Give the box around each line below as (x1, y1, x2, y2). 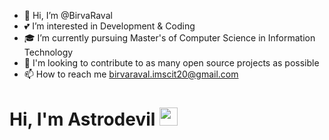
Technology (23, 46, 74, 58)
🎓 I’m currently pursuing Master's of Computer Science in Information (23, 32, 316, 44)
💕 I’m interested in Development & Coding (23, 20, 196, 32)
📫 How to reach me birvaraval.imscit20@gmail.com (23, 68, 239, 80)
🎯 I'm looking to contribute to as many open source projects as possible (23, 57, 320, 69)
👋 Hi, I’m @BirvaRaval (23, 10, 113, 21)
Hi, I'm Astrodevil (9, 108, 156, 131)
